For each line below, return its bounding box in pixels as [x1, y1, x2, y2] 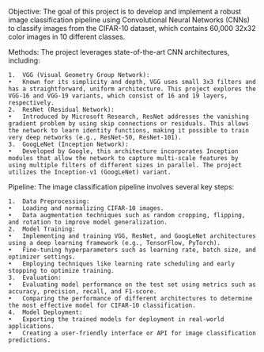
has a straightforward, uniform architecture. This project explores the [8, 85, 257, 93]
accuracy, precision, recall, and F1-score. [8, 288, 157, 296]
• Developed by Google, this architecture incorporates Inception [8, 147, 239, 155]
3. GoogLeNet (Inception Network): [8, 140, 129, 148]
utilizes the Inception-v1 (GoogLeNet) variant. [8, 168, 172, 176]
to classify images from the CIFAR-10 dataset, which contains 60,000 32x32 [8, 24, 256, 33]
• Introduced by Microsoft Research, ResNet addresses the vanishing [8, 113, 249, 121]
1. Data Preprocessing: [8, 197, 90, 205]
